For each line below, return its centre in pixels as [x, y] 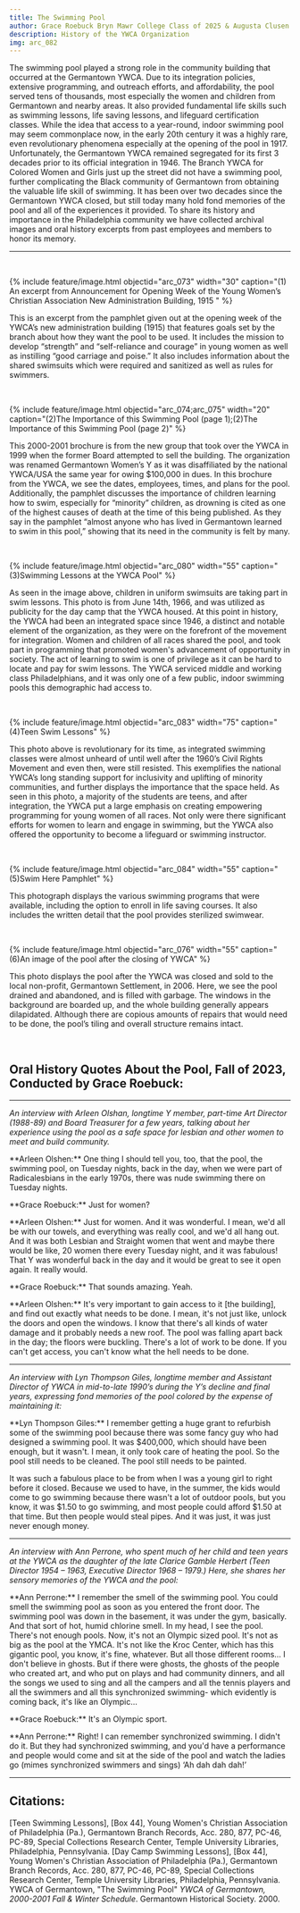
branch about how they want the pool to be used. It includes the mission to [146, 337]
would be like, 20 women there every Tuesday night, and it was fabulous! [144, 1251]
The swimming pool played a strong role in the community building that [140, 68]
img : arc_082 [33, 42]
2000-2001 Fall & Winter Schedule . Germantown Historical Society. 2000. [145, 1899]
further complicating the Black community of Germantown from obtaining [144, 182]
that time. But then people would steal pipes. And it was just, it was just [140, 1516]
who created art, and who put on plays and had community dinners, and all [147, 1674]
